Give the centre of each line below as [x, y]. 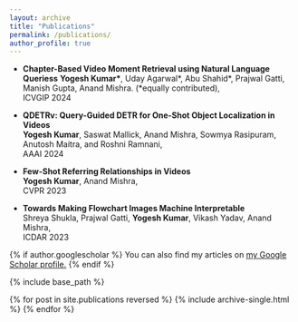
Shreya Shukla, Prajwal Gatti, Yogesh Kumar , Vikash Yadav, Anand [147, 218]
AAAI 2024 [43, 154]
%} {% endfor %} [42, 309]
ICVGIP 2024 [47, 98]
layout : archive [40, 18]
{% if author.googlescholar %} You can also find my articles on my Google [148, 255]
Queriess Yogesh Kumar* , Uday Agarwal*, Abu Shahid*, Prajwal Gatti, [154, 79]
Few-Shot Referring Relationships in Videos [106, 171]
